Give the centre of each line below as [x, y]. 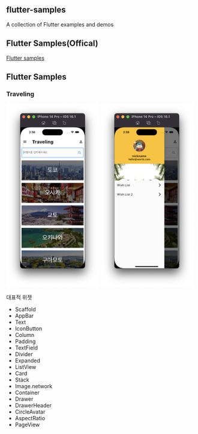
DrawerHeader [33, 405]
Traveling [20, 94]
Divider [24, 354]
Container [27, 392]
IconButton [28, 329]
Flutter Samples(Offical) [52, 44]
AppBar [24, 315]
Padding [25, 341]
